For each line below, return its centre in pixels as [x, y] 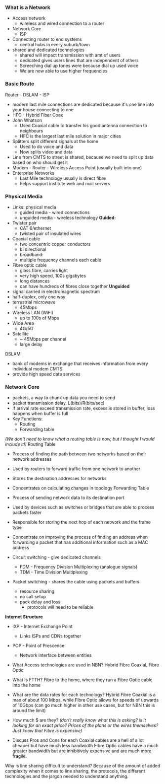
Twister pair [24, 223]
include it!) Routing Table [30, 444]
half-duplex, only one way [39, 296]
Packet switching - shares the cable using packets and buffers [76, 582]
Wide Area [23, 323]
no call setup [33, 597]
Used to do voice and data [46, 146]
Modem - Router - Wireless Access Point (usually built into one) [77, 167]
